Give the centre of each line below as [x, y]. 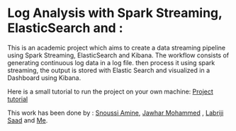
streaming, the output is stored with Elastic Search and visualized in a [109, 70]
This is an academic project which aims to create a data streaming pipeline [116, 47]
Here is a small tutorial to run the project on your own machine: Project [111, 91]
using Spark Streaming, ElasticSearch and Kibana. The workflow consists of [118, 55]
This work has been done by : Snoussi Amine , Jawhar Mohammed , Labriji [116, 113]
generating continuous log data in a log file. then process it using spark [111, 62]
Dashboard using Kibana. [44, 78]
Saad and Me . [28, 120]
